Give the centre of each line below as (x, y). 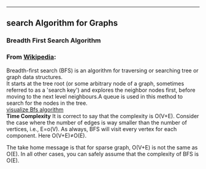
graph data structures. (35, 77)
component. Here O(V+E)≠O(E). (47, 135)
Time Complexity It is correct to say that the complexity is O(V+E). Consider (103, 116)
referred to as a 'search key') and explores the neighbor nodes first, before (101, 90)
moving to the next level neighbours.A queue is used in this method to (94, 96)
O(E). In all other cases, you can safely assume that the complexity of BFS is (103, 154)
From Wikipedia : (31, 57)
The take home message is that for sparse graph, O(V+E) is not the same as (102, 147)
